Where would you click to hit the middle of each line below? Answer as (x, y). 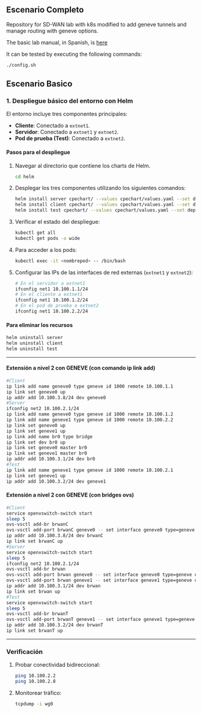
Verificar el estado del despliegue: (57, 222)
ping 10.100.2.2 (35, 676)
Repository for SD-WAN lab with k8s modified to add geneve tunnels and (96, 24)
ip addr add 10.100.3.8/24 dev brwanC (55, 536)
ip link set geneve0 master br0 (47, 448)
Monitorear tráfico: (38, 693)
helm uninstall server (35, 338)
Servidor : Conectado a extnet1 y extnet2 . (67, 132)
